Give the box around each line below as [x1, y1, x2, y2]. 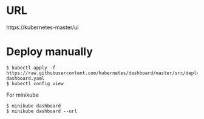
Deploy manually [6, 45, 93, 59]
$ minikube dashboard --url [6, 108, 78, 114]
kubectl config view [12, 80, 64, 86]
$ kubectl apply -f [6, 65, 56, 71]
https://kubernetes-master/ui [6, 24, 79, 31]
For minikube [6, 91, 39, 98]
